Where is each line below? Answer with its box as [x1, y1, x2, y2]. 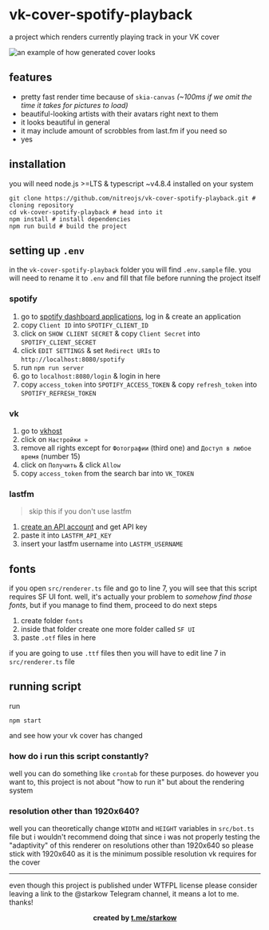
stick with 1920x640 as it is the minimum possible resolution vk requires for [9, 849, 257, 859]
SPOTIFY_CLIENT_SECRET [20, 338, 97, 347]
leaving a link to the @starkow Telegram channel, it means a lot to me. [9, 889, 239, 899]
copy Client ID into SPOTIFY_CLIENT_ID [20, 320, 148, 329]
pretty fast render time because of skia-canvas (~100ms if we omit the [20, 92, 252, 101]
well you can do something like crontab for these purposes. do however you [9, 769, 259, 778]
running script [9, 680, 82, 694]
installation [9, 157, 66, 171]
